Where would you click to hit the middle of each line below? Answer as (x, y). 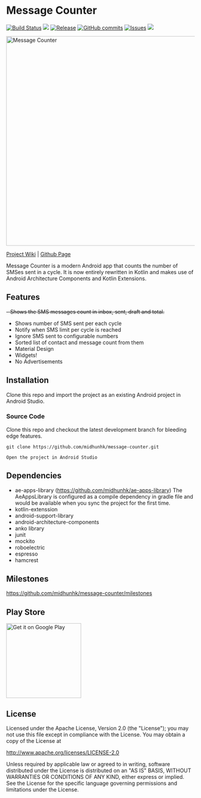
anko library (30, 528)
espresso (26, 554)
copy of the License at (34, 741)
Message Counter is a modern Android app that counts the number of (92, 266)
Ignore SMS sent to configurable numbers (66, 336)
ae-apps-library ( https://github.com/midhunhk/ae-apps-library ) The (98, 490)
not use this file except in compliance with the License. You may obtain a (96, 735)
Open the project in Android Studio (52, 457)
